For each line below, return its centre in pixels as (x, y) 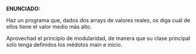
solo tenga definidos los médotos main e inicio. (64, 45)
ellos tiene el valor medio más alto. (49, 27)
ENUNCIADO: (23, 9)
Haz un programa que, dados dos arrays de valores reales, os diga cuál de (98, 20)
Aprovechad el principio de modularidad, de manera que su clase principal (98, 38)
